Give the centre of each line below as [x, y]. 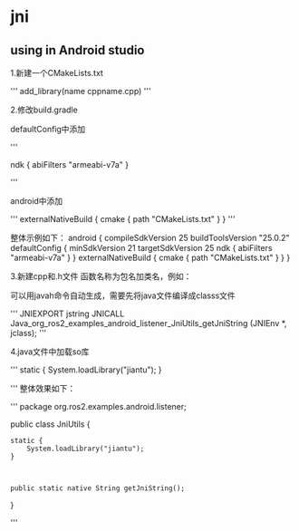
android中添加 [37, 201]
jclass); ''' [29, 333]
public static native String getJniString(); [97, 488]
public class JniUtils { [50, 424]
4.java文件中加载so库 [50, 352]
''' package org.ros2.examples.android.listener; [98, 406]
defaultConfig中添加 [48, 129]
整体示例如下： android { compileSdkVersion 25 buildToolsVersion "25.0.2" [150, 238]
